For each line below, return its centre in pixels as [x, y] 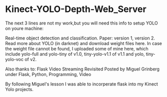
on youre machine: [24, 28]
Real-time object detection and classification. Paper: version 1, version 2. [80, 38]
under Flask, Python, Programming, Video [48, 74]
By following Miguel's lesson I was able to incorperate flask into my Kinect [82, 84]
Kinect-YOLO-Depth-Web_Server [76, 9]
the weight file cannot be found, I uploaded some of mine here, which [77, 48]
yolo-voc [14, 59]
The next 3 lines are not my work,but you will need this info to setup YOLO [82, 23]
